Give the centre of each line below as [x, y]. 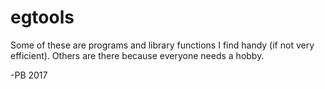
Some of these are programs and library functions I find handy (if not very [162, 45]
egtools [42, 17]
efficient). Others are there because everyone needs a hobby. [137, 55]
